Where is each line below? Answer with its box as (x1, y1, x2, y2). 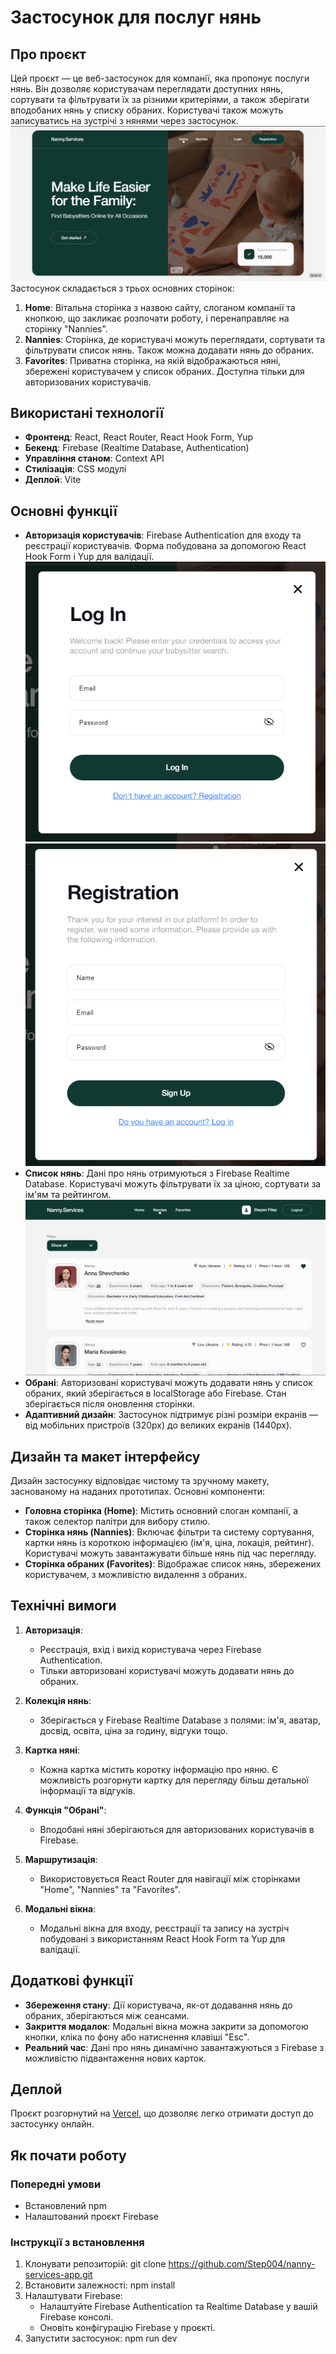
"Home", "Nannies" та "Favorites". (39, 1883, 181, 1895)
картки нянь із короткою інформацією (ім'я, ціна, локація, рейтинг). (24, 1537, 315, 1549)
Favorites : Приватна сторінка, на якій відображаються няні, (24, 354, 282, 366)
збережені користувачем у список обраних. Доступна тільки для (24, 365, 305, 377)
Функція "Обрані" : (24, 1804, 107, 1816)
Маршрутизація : (24, 1853, 98, 1865)
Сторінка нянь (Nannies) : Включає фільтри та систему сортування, (24, 1526, 315, 1538)
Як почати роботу (10, 2147, 127, 2164)
